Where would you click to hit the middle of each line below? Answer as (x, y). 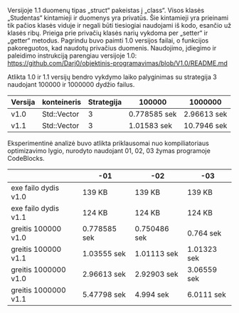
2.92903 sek (156, 274)
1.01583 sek (150, 126)
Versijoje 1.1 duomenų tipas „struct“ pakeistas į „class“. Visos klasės (106, 10)
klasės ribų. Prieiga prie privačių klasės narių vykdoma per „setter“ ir (108, 33)
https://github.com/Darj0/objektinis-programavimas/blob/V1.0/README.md (117, 63)
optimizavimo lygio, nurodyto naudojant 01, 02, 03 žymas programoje (109, 151)
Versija (23, 102)
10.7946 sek (206, 126)
